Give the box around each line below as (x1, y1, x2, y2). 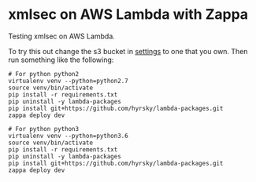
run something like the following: (8, 55, 114, 64)
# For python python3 (8, 125, 80, 133)
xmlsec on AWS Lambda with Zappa (8, 5, 249, 24)
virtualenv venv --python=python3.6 (8, 132, 128, 140)
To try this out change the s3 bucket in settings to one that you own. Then (8, 46, 248, 56)
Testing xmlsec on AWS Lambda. (8, 31, 116, 41)
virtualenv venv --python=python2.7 (8, 77, 128, 85)
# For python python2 (8, 70, 80, 78)
